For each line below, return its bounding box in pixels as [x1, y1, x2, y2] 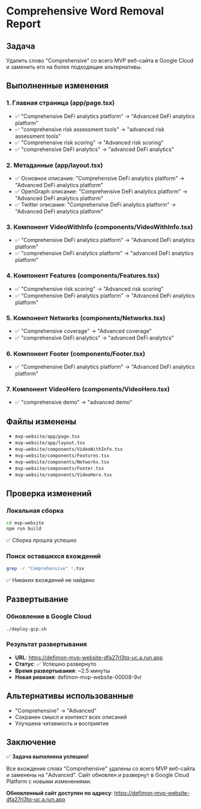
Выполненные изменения [6, 81, 109, 91]
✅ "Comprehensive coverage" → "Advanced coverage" [14, 327, 152, 335]
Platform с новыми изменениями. [6, 778, 92, 785]
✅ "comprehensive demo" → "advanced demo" [14, 398, 133, 406]
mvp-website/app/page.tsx [14, 433, 80, 440]
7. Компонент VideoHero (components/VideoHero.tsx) [6, 385, 170, 394]
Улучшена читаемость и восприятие [14, 719, 109, 727]
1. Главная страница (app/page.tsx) [6, 99, 115, 107]
